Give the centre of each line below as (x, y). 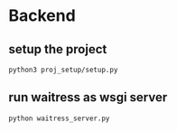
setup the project (58, 49)
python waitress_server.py (59, 118)
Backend (42, 16)
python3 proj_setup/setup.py (63, 70)
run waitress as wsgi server (88, 97)
